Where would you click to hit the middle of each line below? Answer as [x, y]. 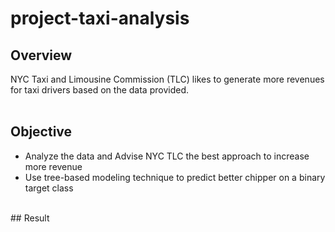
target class [49, 188]
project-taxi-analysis [100, 18]
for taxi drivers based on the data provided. [99, 90]
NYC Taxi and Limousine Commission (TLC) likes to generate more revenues [167, 79]
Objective [41, 132]
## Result [30, 218]
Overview [41, 55]
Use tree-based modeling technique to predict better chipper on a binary [175, 177]
